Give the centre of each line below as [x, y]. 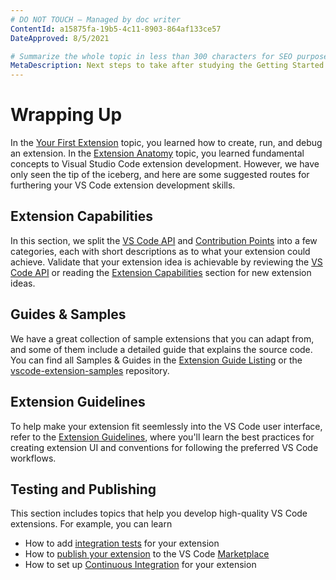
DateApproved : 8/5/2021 [60, 38]
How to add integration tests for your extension [122, 543]
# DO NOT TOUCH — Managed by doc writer [96, 19]
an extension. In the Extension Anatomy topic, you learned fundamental [157, 153]
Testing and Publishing [83, 489]
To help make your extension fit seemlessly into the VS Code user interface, [166, 426]
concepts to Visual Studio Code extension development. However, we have [165, 164]
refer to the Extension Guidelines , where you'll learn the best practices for [162, 437]
